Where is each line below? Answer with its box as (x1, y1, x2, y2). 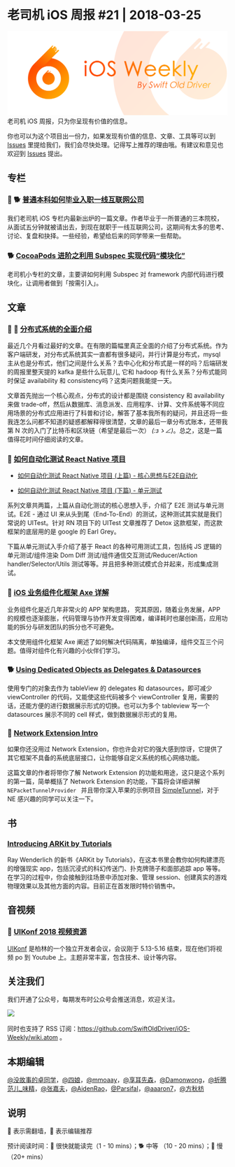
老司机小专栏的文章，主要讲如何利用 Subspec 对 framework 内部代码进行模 (7, 270, 224, 279)
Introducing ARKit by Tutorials (7, 839, 112, 848)
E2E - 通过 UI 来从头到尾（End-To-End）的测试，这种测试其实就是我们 (19, 510, 222, 519)
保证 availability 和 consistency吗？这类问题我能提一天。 (13, 377, 176, 385)
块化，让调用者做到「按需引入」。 (7, 279, 103, 288)
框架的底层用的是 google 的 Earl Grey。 (7, 527, 120, 536)
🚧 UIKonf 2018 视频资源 (7, 927, 87, 937)
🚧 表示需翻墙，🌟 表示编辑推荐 (7, 1127, 93, 1135)
